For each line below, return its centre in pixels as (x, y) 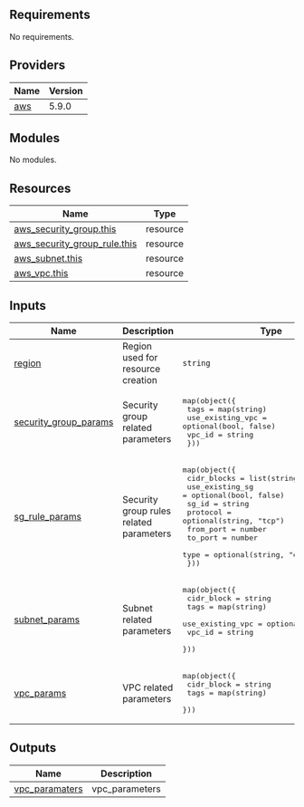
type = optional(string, (233, 555)
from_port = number (227, 529)
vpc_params (40, 693)
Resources (40, 188)
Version (66, 91)
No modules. (33, 160)
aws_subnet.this (48, 259)
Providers (38, 66)
